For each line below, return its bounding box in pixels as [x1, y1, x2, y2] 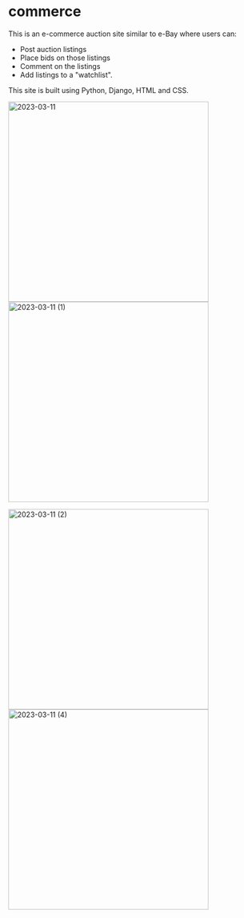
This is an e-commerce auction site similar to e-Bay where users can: [8, 29, 238, 38]
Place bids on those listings [19, 53, 110, 62]
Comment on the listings [19, 61, 101, 70]
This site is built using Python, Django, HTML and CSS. [8, 85, 190, 95]
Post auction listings [19, 44, 87, 54]
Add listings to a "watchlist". [19, 70, 114, 79]
